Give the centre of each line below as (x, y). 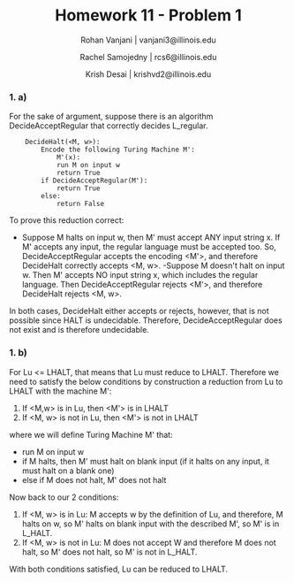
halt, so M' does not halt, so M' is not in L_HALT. (109, 552)
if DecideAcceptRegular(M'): (94, 181)
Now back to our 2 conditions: (64, 497)
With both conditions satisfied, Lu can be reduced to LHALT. (118, 569)
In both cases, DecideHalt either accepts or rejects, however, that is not (139, 311)
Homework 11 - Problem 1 (148, 15)
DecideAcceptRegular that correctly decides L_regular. (109, 126)
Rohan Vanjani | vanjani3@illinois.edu (148, 40)
